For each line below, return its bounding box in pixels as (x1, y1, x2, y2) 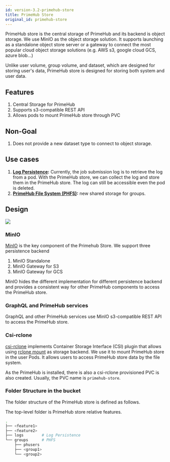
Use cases (5, 155, 39, 164)
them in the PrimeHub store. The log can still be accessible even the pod (12, 179, 165, 186)
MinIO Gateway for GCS (12, 268, 63, 275)
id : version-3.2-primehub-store (5, 7, 74, 13)
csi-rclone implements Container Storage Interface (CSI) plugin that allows (5, 343, 162, 349)
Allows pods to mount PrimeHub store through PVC (12, 112, 121, 119)
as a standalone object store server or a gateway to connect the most (5, 42, 151, 48)
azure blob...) (5, 52, 34, 59)
